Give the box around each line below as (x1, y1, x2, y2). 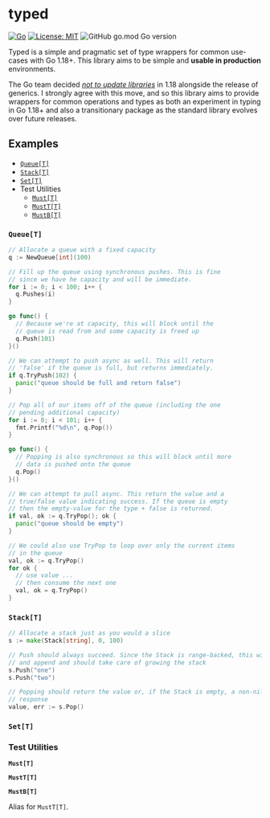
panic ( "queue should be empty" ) (15, 520, 125, 528)
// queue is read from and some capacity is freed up (15, 327, 199, 335)
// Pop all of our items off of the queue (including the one (8, 401, 221, 409)
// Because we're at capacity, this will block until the (15, 320, 215, 328)
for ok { (8, 564, 38, 572)
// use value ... (15, 571, 74, 579)
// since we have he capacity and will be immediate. (8, 275, 193, 284)
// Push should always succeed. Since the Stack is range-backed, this (8, 651, 253, 659)
